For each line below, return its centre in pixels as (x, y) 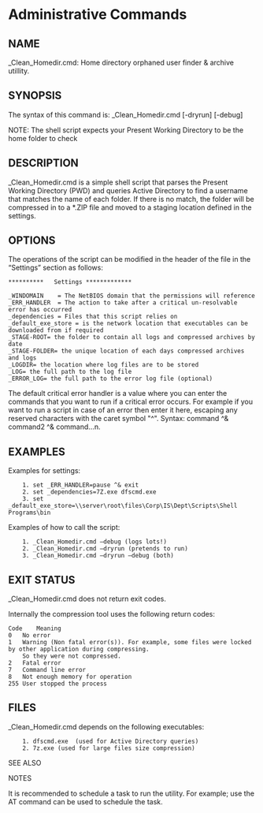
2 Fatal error (35, 663)
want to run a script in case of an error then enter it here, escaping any (123, 410)
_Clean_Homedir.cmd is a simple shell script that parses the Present (118, 182)
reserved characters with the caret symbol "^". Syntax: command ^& (119, 419)
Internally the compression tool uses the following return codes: (111, 614)
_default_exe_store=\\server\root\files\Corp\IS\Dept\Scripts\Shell (123, 506)
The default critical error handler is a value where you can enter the (118, 393)
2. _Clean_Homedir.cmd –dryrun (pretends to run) (106, 549)
